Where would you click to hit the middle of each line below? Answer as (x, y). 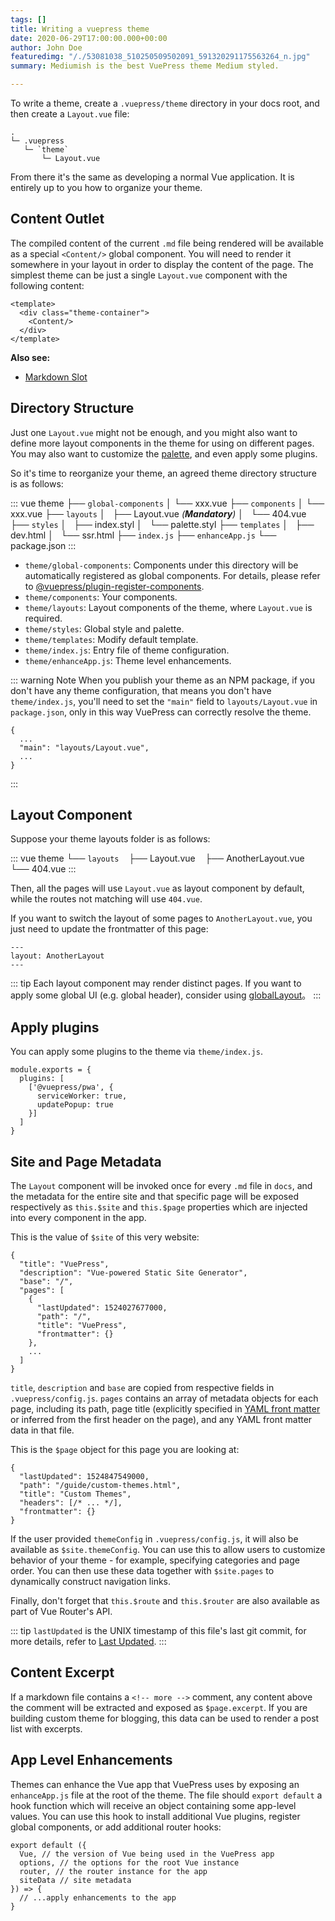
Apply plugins (55, 1027)
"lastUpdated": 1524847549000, (84, 1477)
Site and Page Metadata (86, 1161)
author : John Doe (46, 47)
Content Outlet (57, 219)
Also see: (30, 357)
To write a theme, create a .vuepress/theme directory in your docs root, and (165, 103)
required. (43, 618)
